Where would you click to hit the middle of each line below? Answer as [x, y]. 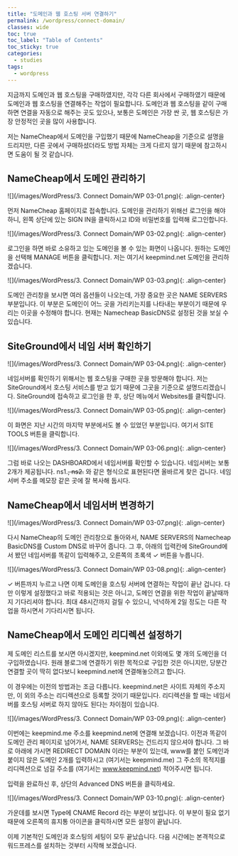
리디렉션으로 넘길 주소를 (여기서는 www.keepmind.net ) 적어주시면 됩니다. [110, 769]
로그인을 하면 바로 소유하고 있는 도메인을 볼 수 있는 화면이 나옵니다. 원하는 [109, 249]
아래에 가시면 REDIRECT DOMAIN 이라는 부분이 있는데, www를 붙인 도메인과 [122, 751]
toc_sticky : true [33, 47]
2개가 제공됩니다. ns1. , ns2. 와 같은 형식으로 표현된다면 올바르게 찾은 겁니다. [113, 472]
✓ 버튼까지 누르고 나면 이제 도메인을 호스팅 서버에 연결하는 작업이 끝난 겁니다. [115, 584]
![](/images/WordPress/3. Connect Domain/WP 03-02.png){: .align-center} [117, 234]
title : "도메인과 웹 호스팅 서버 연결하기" [62, 14]
